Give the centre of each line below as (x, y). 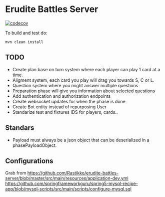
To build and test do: (26, 33)
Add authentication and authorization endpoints (61, 96)
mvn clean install (24, 42)
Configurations (29, 161)
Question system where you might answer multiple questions (75, 85)
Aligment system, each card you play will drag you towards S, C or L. (83, 80)
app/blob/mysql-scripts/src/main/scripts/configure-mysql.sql (68, 189)
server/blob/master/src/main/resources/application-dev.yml (67, 178)
